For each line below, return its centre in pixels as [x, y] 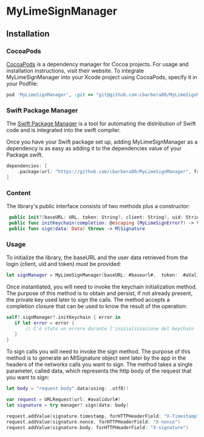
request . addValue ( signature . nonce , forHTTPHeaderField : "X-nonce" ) [93, 422]
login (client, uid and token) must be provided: [64, 264]
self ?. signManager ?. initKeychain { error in [63, 317]
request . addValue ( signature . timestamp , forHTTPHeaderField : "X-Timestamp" [103, 416]
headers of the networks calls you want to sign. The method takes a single [100, 365]
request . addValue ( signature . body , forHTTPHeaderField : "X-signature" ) [97, 427]
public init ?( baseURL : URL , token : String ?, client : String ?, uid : [96, 217]
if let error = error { [44, 323]
